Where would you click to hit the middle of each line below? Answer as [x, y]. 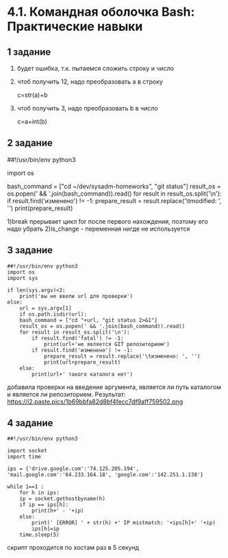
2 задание [30, 143]
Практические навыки [75, 26]
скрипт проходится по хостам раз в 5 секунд [73, 548]
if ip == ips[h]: [44, 505]
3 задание [30, 250]
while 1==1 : [26, 487]
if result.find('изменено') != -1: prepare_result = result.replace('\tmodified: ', [114, 200]
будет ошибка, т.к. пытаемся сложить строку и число [96, 68]
